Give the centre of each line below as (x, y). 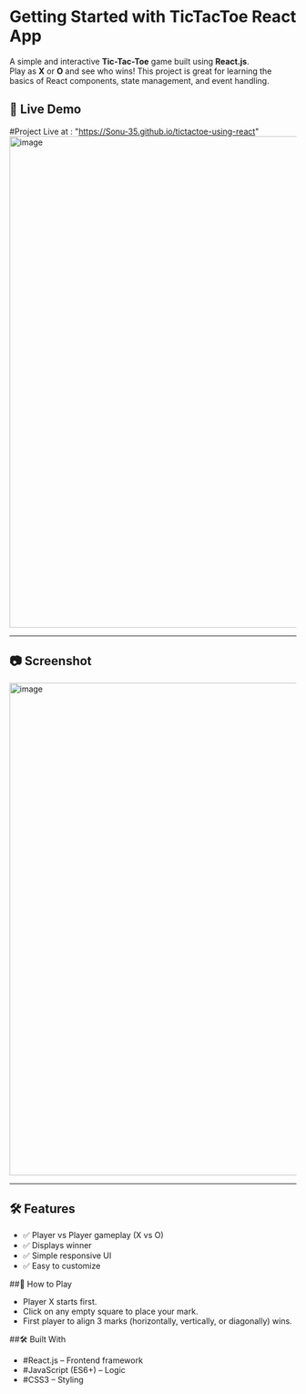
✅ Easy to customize (61, 1266)
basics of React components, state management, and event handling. (140, 80)
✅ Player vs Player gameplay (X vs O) (93, 1235)
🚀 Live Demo (46, 110)
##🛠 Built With (38, 1339)
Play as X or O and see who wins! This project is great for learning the (141, 71)
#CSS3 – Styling (53, 1380)
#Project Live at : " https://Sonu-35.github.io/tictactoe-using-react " (134, 131)
